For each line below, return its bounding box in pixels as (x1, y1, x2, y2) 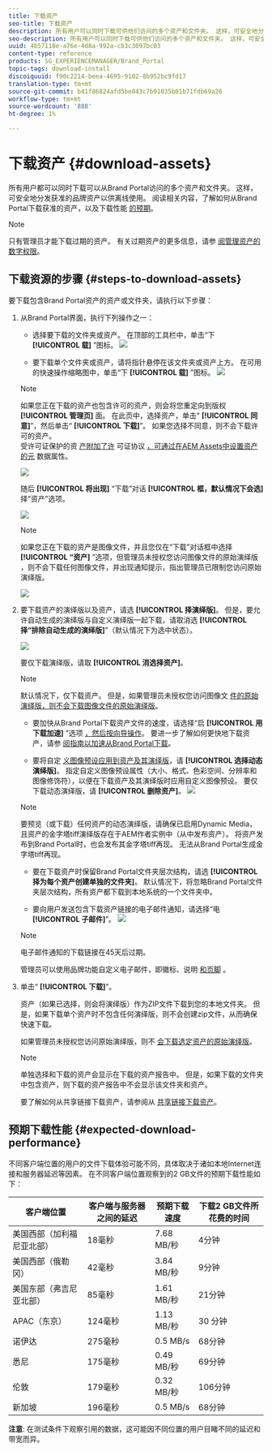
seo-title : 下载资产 (8, 19, 73, 28)
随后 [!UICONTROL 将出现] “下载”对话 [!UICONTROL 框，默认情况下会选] (19, 484, 264, 493)
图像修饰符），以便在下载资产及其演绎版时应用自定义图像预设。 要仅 (32, 776, 258, 786)
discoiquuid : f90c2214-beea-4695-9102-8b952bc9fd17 (8, 72, 186, 80)
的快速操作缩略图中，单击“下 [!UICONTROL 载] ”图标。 (32, 367, 215, 377)
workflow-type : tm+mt (8, 95, 82, 103)
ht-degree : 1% (8, 110, 57, 118)
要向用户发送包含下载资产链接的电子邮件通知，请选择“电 (32, 904, 220, 914)
